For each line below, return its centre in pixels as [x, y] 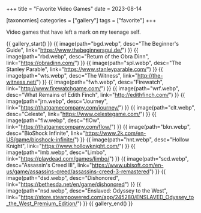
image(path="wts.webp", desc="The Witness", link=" [72, 76]
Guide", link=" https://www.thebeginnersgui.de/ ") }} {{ [72, 50]
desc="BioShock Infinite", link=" [46, 133]
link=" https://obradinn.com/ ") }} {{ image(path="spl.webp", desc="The [94, 63]
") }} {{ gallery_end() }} [105, 203]
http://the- [150, 76]
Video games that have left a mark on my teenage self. [73, 32]
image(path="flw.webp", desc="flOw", [53, 120]
